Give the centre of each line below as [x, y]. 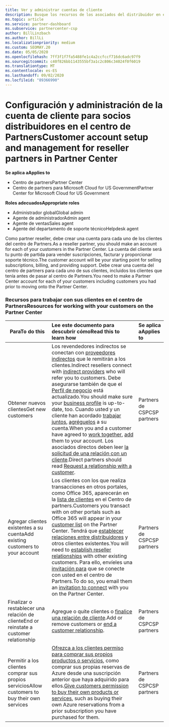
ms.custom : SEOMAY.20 [28, 47]
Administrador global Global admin [48, 213]
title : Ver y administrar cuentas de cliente [54, 10]
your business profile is [79, 403]
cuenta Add [21, 534]
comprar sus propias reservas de [91, 667]
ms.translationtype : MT [30, 66]
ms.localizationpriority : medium [40, 43]
